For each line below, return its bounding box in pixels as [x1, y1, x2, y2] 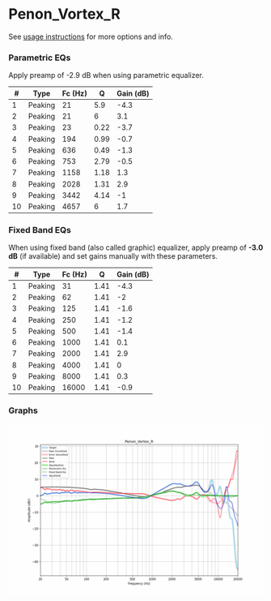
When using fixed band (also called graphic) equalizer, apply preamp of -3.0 [8, 243, 264, 252]
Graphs [8, 405, 38, 416]
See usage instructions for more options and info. [8, 32, 174, 41]
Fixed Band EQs [8, 224, 71, 235]
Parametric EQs [8, 52, 71, 63]
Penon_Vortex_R [8, 5, 121, 24]
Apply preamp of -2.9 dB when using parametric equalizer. [8, 71, 205, 80]
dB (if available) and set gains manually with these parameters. [8, 251, 218, 261]
